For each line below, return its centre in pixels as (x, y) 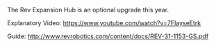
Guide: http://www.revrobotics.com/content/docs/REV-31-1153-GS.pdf (108, 36)
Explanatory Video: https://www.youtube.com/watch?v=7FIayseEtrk (104, 23)
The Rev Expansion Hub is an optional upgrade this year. (88, 10)
